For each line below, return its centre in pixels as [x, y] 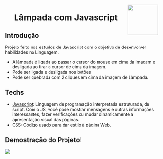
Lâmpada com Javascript [66, 18]
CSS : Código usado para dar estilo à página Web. [61, 125]
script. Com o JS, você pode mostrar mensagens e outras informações [83, 109]
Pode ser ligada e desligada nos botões [51, 72]
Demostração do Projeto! [44, 140]
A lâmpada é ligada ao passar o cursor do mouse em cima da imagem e [84, 62]
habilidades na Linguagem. [32, 52]
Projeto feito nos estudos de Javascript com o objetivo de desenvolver [76, 47]
